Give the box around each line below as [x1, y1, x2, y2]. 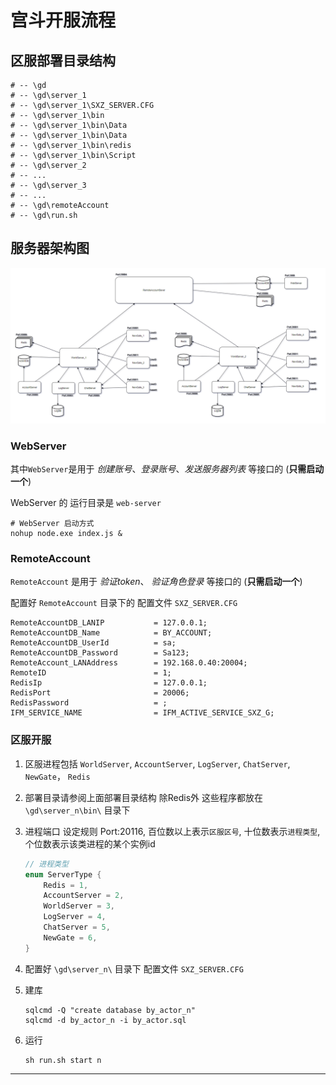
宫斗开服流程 [10, 9, 117, 32]
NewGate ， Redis [24, 770, 91, 782]
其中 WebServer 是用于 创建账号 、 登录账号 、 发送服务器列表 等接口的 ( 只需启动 [10, 463, 325, 475]
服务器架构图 [10, 240, 90, 257]
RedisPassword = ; [10, 698, 168, 708]
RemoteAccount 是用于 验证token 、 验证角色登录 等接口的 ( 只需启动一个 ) [10, 576, 303, 588]
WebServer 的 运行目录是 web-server [10, 497, 162, 509]
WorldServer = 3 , [43, 901, 116, 911]
